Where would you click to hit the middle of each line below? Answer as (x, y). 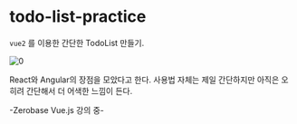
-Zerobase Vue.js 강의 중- (57, 110)
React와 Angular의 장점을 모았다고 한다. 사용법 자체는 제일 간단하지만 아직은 (144, 80)
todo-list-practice (78, 17)
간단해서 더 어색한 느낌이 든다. (79, 91)
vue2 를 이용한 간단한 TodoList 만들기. (77, 43)
